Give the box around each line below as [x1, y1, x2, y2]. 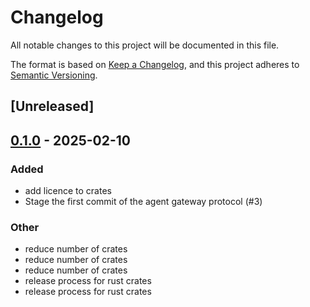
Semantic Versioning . [10, 69, 98, 81]
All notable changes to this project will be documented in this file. [10, 39, 280, 51]
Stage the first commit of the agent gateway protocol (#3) [24, 196, 263, 208]
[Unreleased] [10, 98, 95, 115]
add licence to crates [24, 185, 112, 197]
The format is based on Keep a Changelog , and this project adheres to [10, 58, 300, 70]
